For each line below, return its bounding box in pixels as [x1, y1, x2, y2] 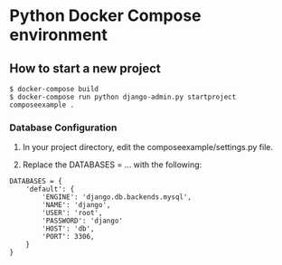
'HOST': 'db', [42, 224, 95, 233]
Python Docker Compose [9, 5, 202, 26]
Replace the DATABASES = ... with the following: [22, 159, 202, 170]
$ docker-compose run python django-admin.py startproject [9, 92, 237, 101]
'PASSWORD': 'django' [42, 216, 124, 226]
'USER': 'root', [42, 209, 103, 218]
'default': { [25, 185, 75, 194]
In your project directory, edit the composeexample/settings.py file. [22, 142, 274, 153]
